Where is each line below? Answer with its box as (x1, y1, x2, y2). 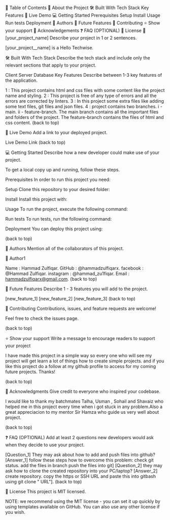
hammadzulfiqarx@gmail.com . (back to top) (5, 276, 97, 282)
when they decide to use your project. (5, 442, 85, 448)
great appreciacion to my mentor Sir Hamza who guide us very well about (5, 409, 159, 415)
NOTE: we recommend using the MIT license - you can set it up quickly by (5, 498, 161, 504)
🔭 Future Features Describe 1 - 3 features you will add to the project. (5, 286, 148, 292)
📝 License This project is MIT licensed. (5, 488, 86, 495)
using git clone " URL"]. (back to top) (5, 479, 82, 484)
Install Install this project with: (5, 196, 67, 202)
